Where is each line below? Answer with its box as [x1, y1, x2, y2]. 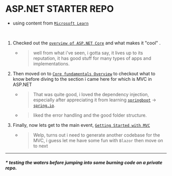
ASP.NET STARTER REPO [5, 3, 114, 15]
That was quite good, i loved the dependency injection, [33, 91, 149, 97]
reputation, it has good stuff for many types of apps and [33, 55, 152, 61]
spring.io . [33, 102, 55, 108]
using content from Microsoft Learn [12, 20, 89, 26]
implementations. [33, 60, 70, 67]
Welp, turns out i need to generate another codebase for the [33, 131, 160, 138]
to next [33, 143, 48, 149]
